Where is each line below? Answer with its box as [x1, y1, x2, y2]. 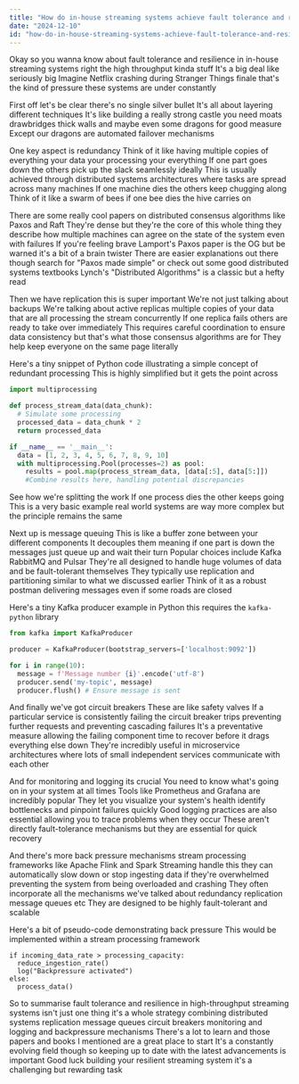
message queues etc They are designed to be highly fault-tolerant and [9, 898, 268, 908]
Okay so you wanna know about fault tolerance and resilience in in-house [9, 54, 279, 65]
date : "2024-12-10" [9, 21, 82, 30]
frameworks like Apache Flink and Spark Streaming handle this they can [9, 860, 273, 871]
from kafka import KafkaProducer [9, 629, 133, 638]
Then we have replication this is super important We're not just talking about [9, 294, 289, 304]
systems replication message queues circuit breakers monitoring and [9, 1017, 263, 1028]
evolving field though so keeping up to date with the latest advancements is [9, 1046, 287, 1056]
